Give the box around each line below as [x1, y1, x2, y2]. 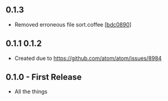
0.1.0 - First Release [5, 72, 82, 82]
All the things [14, 88, 48, 96]
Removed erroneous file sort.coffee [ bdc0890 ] [14, 21, 132, 28]
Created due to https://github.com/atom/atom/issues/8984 [14, 54, 162, 62]
